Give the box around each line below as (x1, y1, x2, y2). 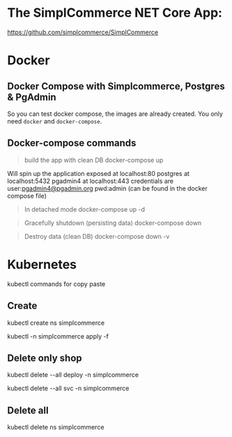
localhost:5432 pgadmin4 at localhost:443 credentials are (7, 177, 174, 185)
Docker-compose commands (7, 138, 137, 149)
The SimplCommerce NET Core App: (7, 5, 223, 21)
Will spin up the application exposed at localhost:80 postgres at (7, 169, 190, 177)
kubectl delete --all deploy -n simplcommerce (7, 371, 139, 379)
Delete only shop (7, 352, 82, 364)
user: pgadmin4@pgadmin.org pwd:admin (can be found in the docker (7, 184, 208, 193)
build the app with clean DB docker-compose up (24, 156, 164, 164)
